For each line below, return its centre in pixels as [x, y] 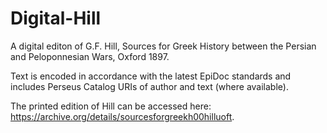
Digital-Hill [56, 18]
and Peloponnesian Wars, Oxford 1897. [90, 56]
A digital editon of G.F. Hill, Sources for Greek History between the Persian [163, 46]
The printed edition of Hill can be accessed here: [111, 106]
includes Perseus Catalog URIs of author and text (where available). [149, 86]
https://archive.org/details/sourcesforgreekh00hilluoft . [122, 116]
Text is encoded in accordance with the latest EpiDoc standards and [151, 76]
